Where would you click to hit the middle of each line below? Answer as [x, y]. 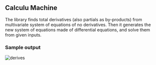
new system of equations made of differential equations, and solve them [78, 30]
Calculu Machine [31, 8]
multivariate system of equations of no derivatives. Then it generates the [78, 25]
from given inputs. [23, 35]
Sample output [23, 47]
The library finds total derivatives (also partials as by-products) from [74, 19]
